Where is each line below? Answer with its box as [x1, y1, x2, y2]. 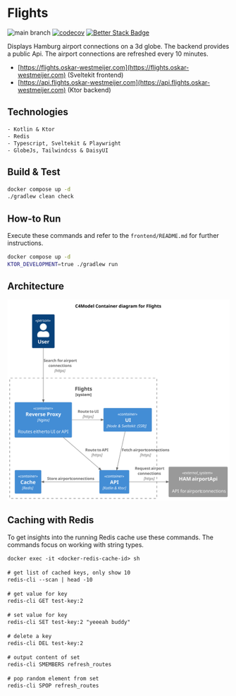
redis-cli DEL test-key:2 [7, 640, 83, 647]
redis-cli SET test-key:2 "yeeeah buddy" [7, 618, 131, 625]
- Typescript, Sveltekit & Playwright [7, 140, 121, 147]
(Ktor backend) [67, 85, 111, 94]
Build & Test [7, 166, 61, 178]
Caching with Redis [7, 514, 94, 527]
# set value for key [7, 611, 68, 618]
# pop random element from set [7, 675, 99, 682]
